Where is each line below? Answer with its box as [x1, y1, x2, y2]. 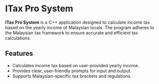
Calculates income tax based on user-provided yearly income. [12, 62, 140, 68]
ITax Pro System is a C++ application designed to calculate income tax [5, 19, 150, 25]
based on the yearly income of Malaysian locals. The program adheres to [5, 24, 155, 30]
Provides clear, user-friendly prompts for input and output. [12, 68, 132, 74]
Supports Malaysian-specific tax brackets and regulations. [12, 73, 132, 79]
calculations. [5, 35, 31, 41]
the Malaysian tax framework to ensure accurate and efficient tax [5, 30, 138, 36]
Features [5, 49, 33, 58]
